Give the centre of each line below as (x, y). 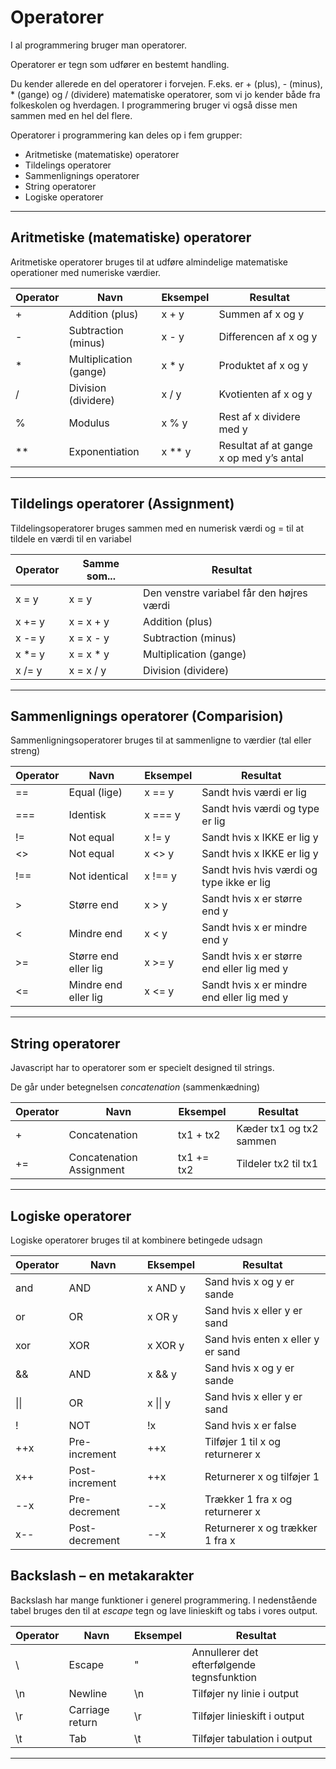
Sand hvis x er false (250, 1425)
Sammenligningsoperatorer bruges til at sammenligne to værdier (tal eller (161, 740)
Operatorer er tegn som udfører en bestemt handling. (120, 64)
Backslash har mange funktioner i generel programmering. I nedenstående (164, 1600)
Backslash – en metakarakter (102, 1576)
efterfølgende (224, 1664)
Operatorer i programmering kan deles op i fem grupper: (126, 135)
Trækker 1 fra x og (248, 1499)
